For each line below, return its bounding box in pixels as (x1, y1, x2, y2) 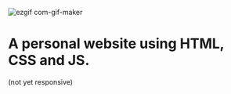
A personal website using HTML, (8, 35, 225, 52)
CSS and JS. (8, 52, 90, 70)
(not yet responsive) (8, 77, 73, 86)
